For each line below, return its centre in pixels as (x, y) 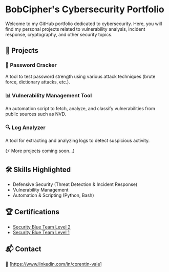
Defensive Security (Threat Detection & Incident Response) (75, 184)
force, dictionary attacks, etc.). (38, 82)
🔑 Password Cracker (31, 65)
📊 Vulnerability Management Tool (49, 95)
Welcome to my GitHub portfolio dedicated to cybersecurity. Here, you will (84, 24)
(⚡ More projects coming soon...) (40, 151)
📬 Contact (23, 249)
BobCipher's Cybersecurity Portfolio (85, 9)
